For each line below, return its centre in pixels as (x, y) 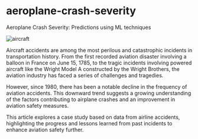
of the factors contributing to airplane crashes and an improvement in (91, 99)
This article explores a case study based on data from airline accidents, (93, 117)
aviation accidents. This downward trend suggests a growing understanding (99, 93)
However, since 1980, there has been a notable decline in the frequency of (97, 86)
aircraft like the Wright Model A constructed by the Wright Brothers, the (93, 69)
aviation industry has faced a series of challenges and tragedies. (85, 75)
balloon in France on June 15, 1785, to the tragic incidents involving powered (99, 63)
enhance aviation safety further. (45, 130)
